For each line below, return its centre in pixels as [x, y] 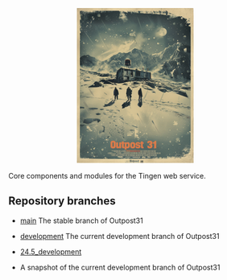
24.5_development [51, 251]
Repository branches [62, 201]
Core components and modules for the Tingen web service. [107, 176]
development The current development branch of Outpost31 [120, 236]
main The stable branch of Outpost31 [81, 220]
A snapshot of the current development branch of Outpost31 [120, 267]
